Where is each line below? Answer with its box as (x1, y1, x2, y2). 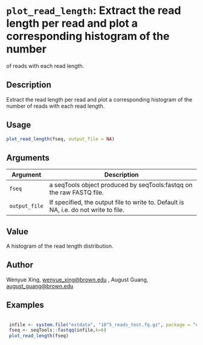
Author (6, 260, 33, 270)
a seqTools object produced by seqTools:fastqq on (49, 181, 193, 189)
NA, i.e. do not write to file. (49, 206, 125, 214)
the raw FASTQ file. (49, 188, 104, 197)
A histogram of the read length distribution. (6, 243, 114, 250)
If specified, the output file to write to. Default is (49, 198, 184, 206)
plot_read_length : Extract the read (6, 4, 181, 18)
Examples (6, 300, 44, 310)
